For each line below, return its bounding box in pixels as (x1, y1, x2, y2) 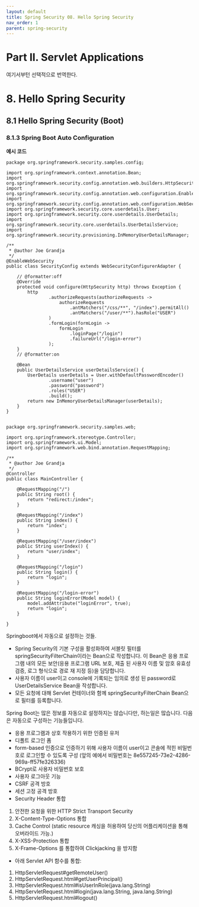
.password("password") (48, 383, 105, 389)
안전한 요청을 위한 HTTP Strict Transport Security (14, 807, 133, 815)
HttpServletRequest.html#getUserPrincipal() (14, 876, 123, 883)
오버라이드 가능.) (14, 830, 54, 837)
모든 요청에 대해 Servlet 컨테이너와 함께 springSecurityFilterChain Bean (14, 689, 184, 697)
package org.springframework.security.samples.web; (6, 424, 136, 430)
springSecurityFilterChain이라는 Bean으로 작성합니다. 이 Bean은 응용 (14, 653, 178, 660)
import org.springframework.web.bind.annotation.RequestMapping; (6, 445, 171, 451)
